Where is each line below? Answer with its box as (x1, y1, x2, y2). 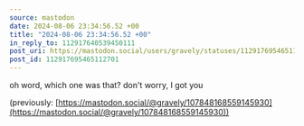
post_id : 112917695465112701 (9, 55, 119, 64)
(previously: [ (9, 97, 59, 108)
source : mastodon (9, 13, 75, 22)
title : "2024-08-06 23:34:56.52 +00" (9, 30, 152, 39)
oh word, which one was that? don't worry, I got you (9, 80, 204, 90)
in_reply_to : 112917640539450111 (9, 38, 136, 48)
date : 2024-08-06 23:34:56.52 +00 (9, 22, 140, 31)
